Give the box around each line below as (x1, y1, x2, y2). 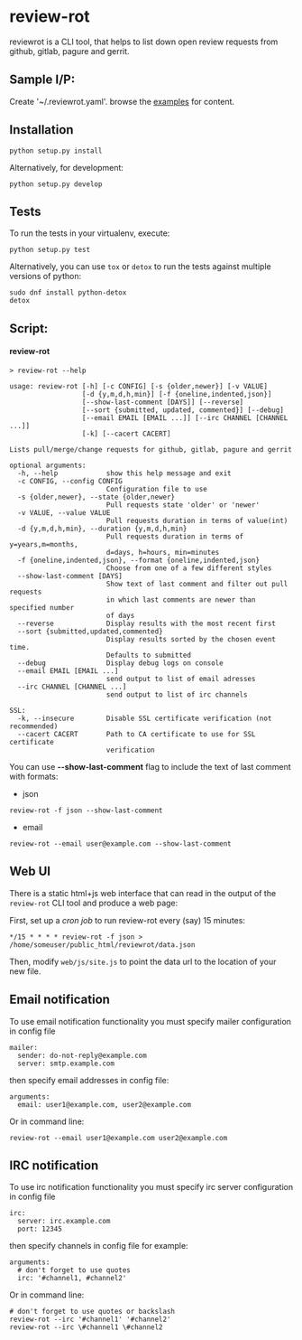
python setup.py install (9, 146, 103, 155)
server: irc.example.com (17, 1217, 111, 1226)
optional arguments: (9, 461, 87, 470)
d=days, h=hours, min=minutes (105, 548, 220, 557)
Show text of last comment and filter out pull (105, 579, 288, 588)
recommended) (9, 721, 59, 731)
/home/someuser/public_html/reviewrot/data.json (9, 940, 196, 950)
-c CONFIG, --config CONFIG (17, 476, 124, 485)
